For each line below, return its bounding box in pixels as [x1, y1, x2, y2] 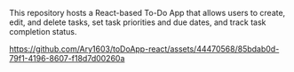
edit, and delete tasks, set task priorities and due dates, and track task [9, 17, 266, 28]
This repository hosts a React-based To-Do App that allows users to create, [9, 8, 286, 18]
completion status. [9, 27, 77, 36]
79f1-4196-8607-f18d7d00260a [9, 53, 125, 63]
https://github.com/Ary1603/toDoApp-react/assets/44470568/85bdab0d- [9, 44, 280, 54]
